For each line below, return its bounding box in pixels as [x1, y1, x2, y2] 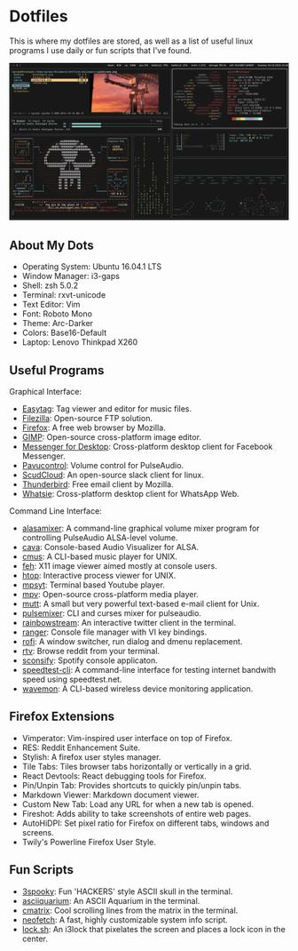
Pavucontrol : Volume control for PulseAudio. [21, 460, 184, 471]
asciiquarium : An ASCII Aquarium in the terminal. [21, 895, 200, 906]
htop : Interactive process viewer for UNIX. [21, 571, 176, 581]
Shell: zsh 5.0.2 [21, 280, 78, 291]
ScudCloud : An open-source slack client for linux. [21, 469, 204, 481]
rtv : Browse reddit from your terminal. [21, 646, 161, 657]
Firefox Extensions [9, 709, 115, 724]
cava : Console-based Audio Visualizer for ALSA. [21, 542, 200, 553]
